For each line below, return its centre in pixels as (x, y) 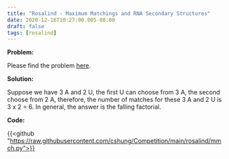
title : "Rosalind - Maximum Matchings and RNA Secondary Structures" (109, 13)
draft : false (26, 26)
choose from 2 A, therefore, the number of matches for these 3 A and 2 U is (115, 100)
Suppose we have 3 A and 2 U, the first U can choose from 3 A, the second (114, 92)
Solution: (21, 79)
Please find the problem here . (49, 65)
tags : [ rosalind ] (32, 33)
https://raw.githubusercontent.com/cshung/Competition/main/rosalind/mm (116, 141)
